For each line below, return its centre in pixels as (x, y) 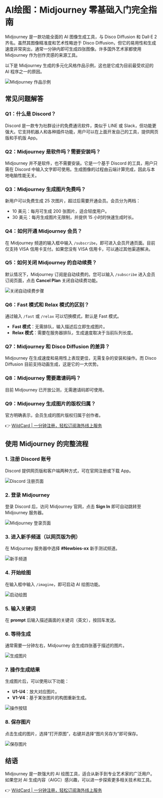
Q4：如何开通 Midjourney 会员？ (44, 231)
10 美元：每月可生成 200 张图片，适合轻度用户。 (61, 211)
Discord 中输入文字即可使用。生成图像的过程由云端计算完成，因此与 (82, 169)
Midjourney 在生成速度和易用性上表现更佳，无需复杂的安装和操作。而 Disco (81, 358)
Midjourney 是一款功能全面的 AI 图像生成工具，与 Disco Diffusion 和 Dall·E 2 (81, 37)
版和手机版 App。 (23, 138)
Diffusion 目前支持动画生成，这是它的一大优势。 (53, 364)
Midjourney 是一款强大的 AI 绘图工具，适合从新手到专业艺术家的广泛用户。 (80, 774)
